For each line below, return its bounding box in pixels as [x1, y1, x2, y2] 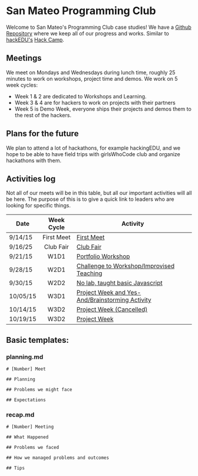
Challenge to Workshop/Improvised [76, 262, 175, 270]
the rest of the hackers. [14, 111, 72, 118]
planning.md [6, 352, 44, 361]
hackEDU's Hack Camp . [6, 36, 65, 43]
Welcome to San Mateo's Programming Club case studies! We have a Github [6, 24, 192, 31]
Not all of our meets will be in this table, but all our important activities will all [6, 190, 192, 197]
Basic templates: [6, 335, 69, 345]
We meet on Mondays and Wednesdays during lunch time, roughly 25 [6, 69, 176, 76]
